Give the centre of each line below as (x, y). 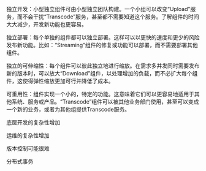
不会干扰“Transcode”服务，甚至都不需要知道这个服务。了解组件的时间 (111, 17)
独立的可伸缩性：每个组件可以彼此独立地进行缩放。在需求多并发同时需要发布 (103, 66)
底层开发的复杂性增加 (33, 122)
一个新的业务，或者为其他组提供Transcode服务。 (68, 109)
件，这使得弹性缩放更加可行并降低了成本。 (60, 81)
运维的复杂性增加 (28, 135)
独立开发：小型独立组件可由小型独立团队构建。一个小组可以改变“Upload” (98, 9)
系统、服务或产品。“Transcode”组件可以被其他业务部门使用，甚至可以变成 (105, 102)
